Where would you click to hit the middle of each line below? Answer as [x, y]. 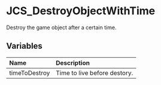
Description [73, 62]
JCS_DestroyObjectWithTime [81, 11]
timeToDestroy [30, 73]
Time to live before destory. [95, 73]
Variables [25, 46]
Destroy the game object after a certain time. [61, 27]
